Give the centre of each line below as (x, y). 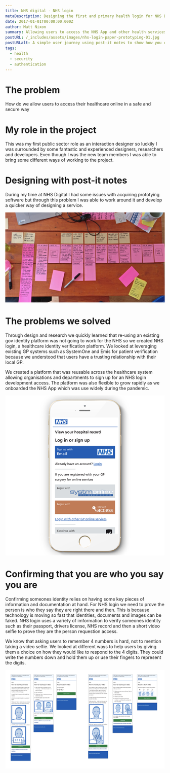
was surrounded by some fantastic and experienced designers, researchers (84, 149)
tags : (11, 48)
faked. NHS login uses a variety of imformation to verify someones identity (83, 620)
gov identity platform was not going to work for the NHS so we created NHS (84, 340)
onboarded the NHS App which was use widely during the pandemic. (77, 388)
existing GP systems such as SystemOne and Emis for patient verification (82, 351)
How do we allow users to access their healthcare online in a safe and (78, 104)
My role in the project (51, 130)
